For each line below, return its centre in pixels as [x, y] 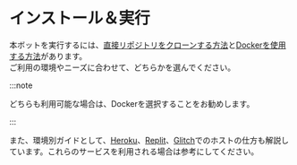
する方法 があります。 [48, 56]
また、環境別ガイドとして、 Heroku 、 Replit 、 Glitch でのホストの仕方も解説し [149, 140]
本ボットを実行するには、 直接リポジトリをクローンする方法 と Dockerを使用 [148, 45]
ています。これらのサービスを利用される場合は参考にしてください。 [134, 151]
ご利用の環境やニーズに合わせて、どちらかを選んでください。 [122, 67]
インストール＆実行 [80, 18]
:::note [21, 85]
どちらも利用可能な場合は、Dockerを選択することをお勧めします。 [132, 103]
